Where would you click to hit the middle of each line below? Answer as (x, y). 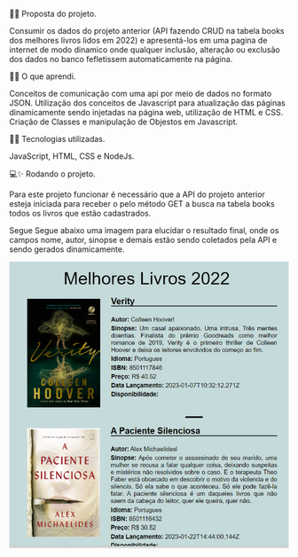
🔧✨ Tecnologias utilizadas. (57, 139)
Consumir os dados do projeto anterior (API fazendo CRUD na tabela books (147, 31)
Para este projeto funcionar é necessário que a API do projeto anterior (137, 194)
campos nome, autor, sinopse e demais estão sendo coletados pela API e (143, 240)
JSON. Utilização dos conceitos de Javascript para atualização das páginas (147, 103)
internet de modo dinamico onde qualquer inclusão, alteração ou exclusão (145, 50)
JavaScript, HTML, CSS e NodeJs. (72, 156)
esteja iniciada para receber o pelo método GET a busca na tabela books (142, 204)
